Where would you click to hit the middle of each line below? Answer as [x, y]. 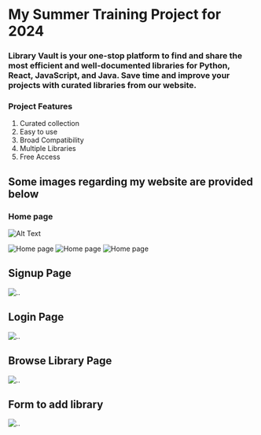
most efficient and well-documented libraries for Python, [119, 66]
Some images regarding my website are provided [131, 181]
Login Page [36, 317]
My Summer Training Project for [115, 15]
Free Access [40, 157]
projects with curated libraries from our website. [103, 86]
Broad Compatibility [51, 140]
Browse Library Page [60, 361]
